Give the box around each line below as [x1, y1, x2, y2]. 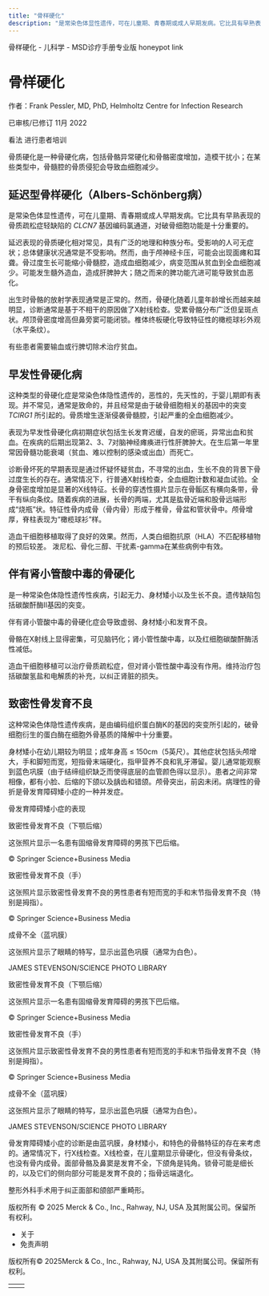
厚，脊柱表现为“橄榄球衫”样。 [8, 514, 106, 525]
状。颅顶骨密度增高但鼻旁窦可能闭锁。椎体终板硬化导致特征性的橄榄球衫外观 [8, 315, 261, 324]
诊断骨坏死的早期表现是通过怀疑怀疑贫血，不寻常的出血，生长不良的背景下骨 [8, 465, 261, 474]
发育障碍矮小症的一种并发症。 [29, 787, 128, 796]
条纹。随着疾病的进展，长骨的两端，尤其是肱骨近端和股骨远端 [35, 494, 240, 505]
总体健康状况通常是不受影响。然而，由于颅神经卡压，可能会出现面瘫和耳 [22, 248, 261, 257]
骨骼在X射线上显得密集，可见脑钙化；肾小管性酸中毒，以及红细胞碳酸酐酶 [8, 634, 252, 643]
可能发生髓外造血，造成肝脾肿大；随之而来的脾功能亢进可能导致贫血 [22, 268, 247, 277]
